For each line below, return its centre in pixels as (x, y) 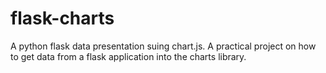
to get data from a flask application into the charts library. (128, 56)
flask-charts (62, 18)
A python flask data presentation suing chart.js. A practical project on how (163, 46)
